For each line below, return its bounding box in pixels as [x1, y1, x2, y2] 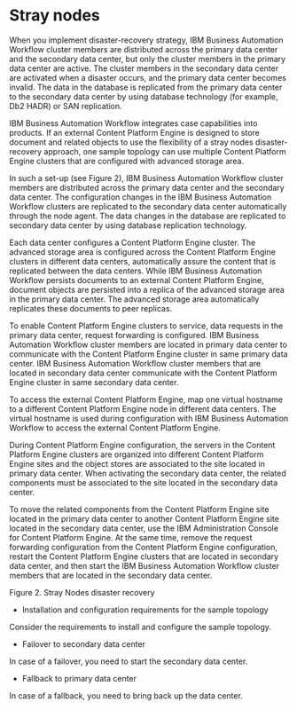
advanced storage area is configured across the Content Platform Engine [9, 246, 277, 257]
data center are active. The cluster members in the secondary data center [9, 63, 279, 74]
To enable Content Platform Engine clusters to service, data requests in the [9, 320, 284, 331]
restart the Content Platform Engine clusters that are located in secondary [9, 551, 279, 562]
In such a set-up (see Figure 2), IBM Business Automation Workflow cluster [9, 172, 284, 183]
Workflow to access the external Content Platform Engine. [9, 422, 222, 433]
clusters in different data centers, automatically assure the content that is [9, 256, 277, 266]
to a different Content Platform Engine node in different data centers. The [9, 403, 277, 414]
